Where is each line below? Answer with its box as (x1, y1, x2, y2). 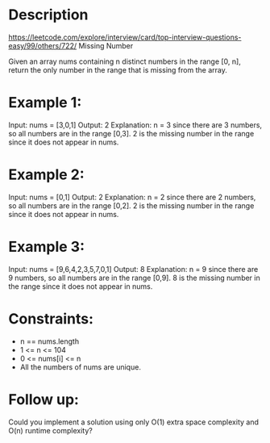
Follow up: (8, 390, 79, 408)
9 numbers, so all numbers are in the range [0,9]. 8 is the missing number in (8, 273, 260, 282)
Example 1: (8, 94, 82, 112)
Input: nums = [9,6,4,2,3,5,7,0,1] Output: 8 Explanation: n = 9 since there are (8, 264, 259, 274)
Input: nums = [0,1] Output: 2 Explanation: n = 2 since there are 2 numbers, (8, 192, 256, 202)
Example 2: (8, 165, 85, 184)
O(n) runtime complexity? (8, 425, 93, 435)
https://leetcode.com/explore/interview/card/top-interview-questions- (8, 32, 242, 42)
